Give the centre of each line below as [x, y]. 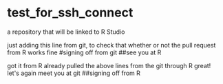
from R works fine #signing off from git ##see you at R [84, 52]
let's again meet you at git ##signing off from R [74, 73]
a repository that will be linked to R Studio [66, 32]
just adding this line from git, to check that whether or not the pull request [111, 45]
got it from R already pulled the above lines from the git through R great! [109, 65]
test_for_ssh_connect [70, 13]
